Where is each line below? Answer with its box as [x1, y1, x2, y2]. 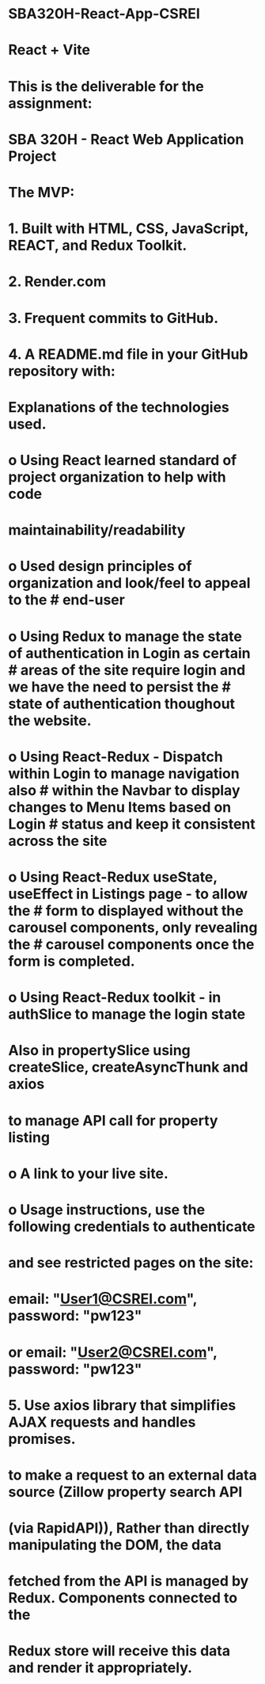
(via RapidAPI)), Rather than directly [8, 1519, 250, 1537]
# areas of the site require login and [8, 661, 246, 679]
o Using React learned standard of [8, 451, 237, 470]
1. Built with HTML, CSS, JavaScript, [8, 219, 249, 238]
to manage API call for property [8, 1111, 218, 1130]
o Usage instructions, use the [8, 1201, 206, 1218]
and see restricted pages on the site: [8, 1254, 254, 1272]
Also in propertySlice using [8, 1042, 191, 1060]
